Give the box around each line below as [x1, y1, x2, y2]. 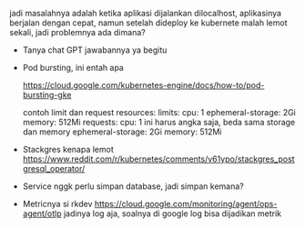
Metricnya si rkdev [22, 199, 93, 209]
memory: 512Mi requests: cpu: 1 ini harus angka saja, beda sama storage [22, 117, 296, 127]
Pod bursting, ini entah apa [22, 63, 125, 73]
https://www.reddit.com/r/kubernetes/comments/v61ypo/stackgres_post [22, 154, 295, 164]
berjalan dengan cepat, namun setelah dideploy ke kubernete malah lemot [9, 17, 288, 28]
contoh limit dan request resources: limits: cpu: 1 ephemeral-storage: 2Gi [22, 107, 296, 117]
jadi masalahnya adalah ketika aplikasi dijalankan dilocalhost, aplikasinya [9, 8, 282, 18]
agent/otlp [22, 208, 62, 219]
